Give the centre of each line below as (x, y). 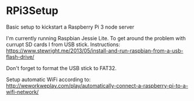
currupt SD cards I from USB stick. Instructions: (63, 44)
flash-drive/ (20, 57)
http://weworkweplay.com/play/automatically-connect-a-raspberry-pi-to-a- (97, 85)
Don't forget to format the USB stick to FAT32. (61, 68)
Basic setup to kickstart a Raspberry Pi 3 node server (70, 27)
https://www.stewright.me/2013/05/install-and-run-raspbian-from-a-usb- (95, 50)
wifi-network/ (22, 92)
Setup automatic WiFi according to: (49, 79)
